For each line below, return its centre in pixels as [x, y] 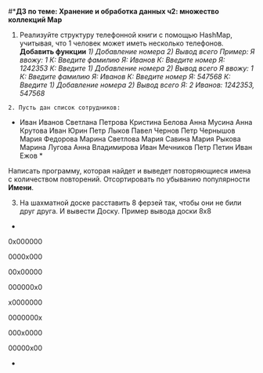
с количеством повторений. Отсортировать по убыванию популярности [129, 179]
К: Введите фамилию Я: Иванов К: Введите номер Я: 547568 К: [125, 77]
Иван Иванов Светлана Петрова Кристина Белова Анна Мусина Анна [136, 122]
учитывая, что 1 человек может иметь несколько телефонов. [122, 43]
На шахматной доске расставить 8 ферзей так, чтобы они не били [130, 203]
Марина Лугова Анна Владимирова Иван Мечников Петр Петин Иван [136, 147]
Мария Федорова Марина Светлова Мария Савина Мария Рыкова [130, 139]
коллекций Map [35, 20]
